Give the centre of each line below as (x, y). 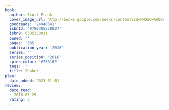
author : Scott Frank (31, 15)
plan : (10, 76)
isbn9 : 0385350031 (29, 33)
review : (13, 85)
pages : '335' (23, 43)
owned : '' (19, 39)
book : (10, 10)
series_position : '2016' (35, 57)
